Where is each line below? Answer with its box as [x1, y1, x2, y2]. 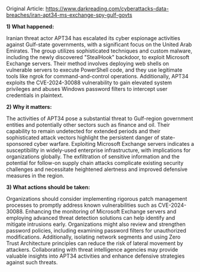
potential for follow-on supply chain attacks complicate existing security [6, 160, 184, 166]
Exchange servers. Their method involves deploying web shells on [6, 60, 169, 67]
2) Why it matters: [6, 103, 52, 110]
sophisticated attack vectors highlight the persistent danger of [6, 134, 159, 141]
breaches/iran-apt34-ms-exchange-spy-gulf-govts [6, 11, 133, 19]
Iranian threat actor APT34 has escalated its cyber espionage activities [6, 35, 180, 41]
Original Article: [6, 5, 45, 12]
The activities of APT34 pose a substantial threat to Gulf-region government [6, 115, 193, 122]
